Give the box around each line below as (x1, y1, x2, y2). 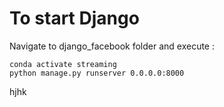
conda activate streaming (9, 59, 117, 69)
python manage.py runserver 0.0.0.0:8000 (9, 68, 185, 78)
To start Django (9, 7, 140, 30)
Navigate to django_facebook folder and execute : (9, 40, 215, 52)
